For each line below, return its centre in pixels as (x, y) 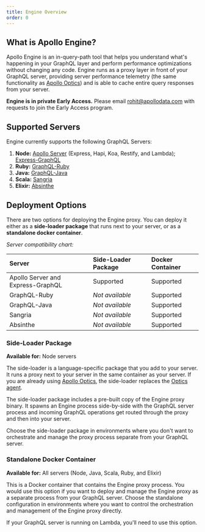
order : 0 (17, 18)
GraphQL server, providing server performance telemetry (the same (92, 76)
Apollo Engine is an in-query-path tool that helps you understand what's (97, 57)
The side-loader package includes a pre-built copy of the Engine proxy (95, 400)
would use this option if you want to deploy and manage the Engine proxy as (102, 491)
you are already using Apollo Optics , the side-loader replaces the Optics (97, 381)
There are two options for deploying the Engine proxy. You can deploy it (97, 220)
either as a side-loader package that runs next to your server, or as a (94, 226)
